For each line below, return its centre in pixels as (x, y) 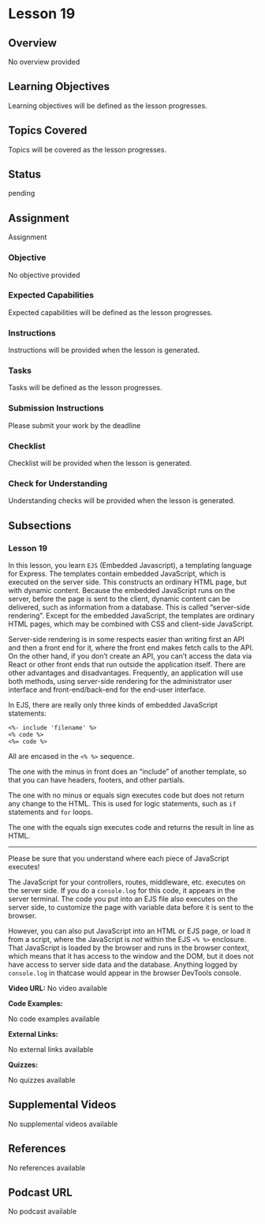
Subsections (40, 526)
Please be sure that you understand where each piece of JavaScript (119, 858)
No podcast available (43, 1211)
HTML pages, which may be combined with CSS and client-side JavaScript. (131, 624)
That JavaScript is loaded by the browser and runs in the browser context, (129, 948)
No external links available (51, 1049)
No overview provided (44, 62)
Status (25, 175)
